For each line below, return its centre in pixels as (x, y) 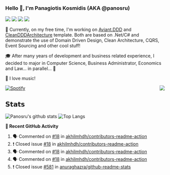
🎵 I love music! (20, 79)
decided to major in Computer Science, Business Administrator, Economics (83, 63)
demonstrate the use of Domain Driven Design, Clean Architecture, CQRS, (82, 41)
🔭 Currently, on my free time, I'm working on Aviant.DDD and (68, 29)
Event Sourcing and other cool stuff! (43, 46)
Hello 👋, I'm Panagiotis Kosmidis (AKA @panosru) (68, 8)
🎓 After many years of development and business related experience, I (80, 56)
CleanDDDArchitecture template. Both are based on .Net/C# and (72, 35)
